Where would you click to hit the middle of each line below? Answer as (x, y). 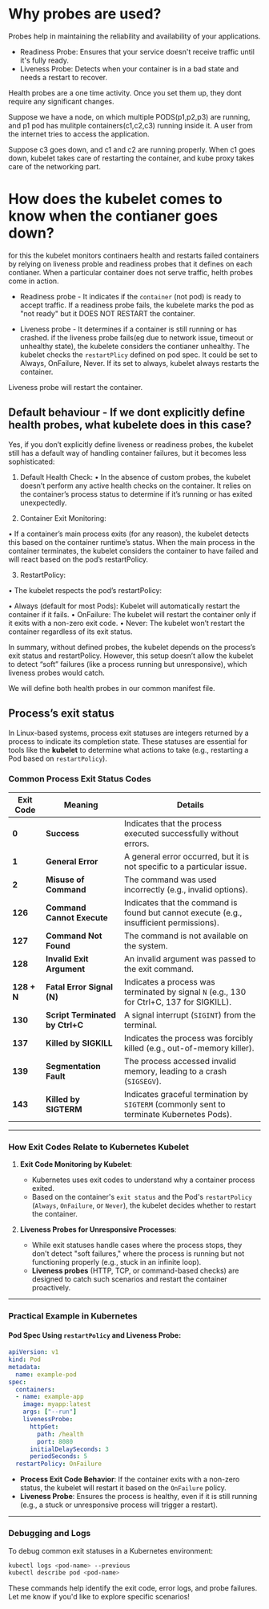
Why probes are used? (85, 14)
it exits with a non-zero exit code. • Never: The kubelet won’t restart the (127, 623)
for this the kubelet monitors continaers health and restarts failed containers (134, 255)
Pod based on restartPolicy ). (58, 758)
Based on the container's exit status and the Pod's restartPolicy (142, 1197)
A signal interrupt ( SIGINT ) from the (190, 1014)
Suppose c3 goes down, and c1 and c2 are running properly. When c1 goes (132, 149)
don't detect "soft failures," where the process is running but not (138, 1253)
